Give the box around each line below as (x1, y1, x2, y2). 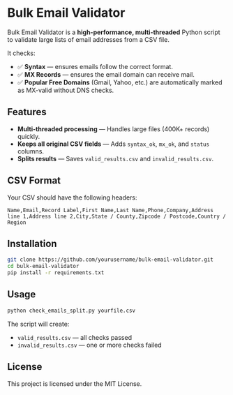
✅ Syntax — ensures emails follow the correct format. (17, 62, 173, 70)
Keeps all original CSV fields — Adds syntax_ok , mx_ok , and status (17, 140, 210, 148)
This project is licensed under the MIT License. (7, 379, 142, 388)
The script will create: (7, 320, 70, 328)
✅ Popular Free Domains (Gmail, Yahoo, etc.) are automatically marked (17, 78, 223, 87)
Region (7, 218, 27, 226)
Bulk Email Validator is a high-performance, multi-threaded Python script (7, 28, 221, 36)
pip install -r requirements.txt (7, 269, 105, 276)
